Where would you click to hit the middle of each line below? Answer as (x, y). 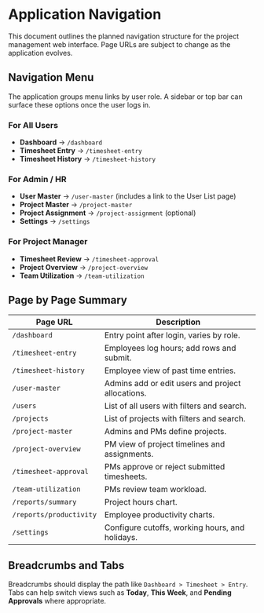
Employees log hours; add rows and (170, 348)
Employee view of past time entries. (170, 370)
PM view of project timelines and (165, 444)
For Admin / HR (37, 179)
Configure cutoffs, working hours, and (174, 527)
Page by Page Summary (68, 300)
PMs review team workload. (155, 490)
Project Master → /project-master (76, 205)
